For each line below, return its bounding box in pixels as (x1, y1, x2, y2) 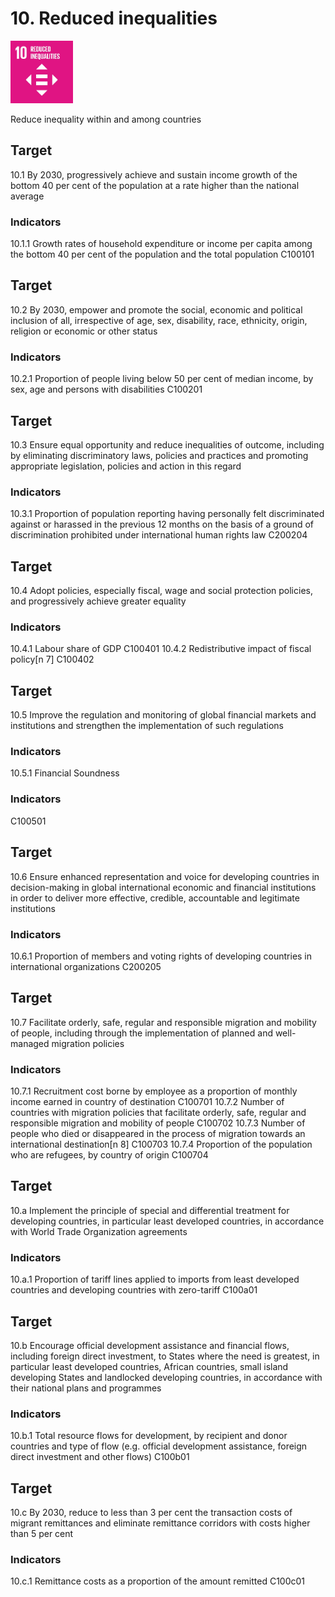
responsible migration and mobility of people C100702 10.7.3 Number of (10, 1117, 306, 1129)
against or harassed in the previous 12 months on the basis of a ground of (10, 518, 315, 531)
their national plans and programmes (10, 1382, 162, 1394)
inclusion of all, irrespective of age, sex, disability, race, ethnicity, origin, (10, 314, 308, 326)
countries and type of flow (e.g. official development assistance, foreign (10, 1440, 308, 1452)
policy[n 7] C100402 (10, 653, 95, 666)
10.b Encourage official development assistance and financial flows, (10, 1339, 290, 1351)
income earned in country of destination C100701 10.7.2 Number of (10, 1096, 285, 1107)
